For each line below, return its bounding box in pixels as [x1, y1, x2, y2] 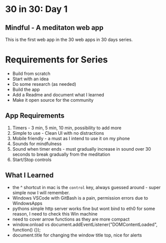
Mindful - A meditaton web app [5, 23, 104, 32]
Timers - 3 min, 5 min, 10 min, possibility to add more [12, 125, 122, 131]
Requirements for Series [5, 54, 108, 65]
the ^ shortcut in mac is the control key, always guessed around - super [12, 184, 161, 190]
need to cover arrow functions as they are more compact [12, 216, 130, 222]
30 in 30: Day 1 [5, 3, 68, 15]
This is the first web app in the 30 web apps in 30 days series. [5, 36, 133, 42]
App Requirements [5, 111, 65, 120]
